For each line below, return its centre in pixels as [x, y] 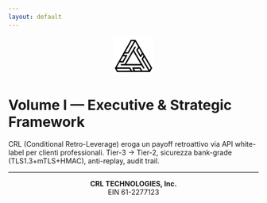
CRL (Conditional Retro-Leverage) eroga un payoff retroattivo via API [121, 144]
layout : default [35, 17]
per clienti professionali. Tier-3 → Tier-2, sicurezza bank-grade [129, 152]
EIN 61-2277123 [133, 192]
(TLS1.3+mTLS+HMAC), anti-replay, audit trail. [84, 161]
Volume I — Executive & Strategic [120, 105]
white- [246, 144]
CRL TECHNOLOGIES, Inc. [133, 183]
